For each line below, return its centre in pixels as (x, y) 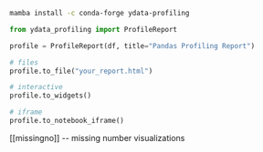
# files (24, 62)
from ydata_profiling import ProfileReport (94, 29)
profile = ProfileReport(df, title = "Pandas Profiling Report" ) (132, 46)
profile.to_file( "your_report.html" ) (81, 71)
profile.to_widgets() (51, 96)
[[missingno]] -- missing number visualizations (97, 137)
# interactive (37, 87)
